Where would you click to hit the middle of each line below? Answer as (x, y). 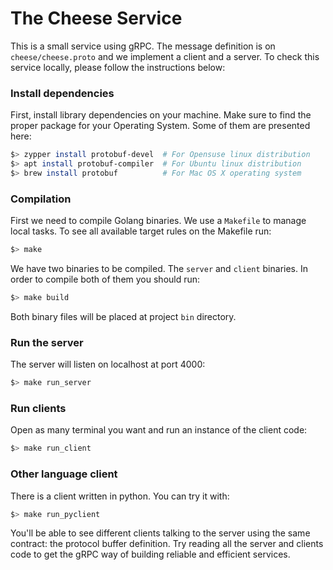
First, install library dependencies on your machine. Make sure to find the (161, 115)
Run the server (47, 342)
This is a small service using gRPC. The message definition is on (143, 46)
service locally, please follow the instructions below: (118, 67)
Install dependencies (62, 93)
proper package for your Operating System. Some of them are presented (160, 126)
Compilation (41, 199)
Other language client (64, 474)
